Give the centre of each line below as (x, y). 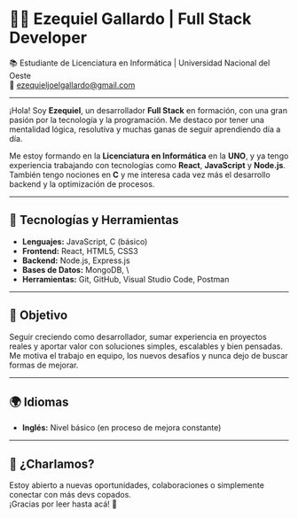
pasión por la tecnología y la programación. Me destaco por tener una (137, 120)
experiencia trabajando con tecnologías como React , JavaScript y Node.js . (148, 165)
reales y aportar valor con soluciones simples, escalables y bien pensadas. (146, 346)
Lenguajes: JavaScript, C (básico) (85, 241)
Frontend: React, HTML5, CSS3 (80, 251)
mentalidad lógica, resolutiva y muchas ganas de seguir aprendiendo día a (145, 129)
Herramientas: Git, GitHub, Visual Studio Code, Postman (125, 279)
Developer (48, 38)
